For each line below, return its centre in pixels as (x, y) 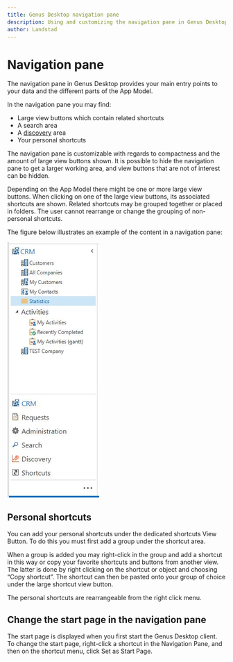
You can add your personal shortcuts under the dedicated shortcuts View (112, 534)
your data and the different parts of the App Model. (80, 91)
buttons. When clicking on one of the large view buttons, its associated (109, 197)
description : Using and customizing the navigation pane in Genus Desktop (118, 22)
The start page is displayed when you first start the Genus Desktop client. (112, 636)
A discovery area (41, 133)
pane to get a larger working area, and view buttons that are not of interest (114, 168)
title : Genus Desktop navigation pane (63, 15)
